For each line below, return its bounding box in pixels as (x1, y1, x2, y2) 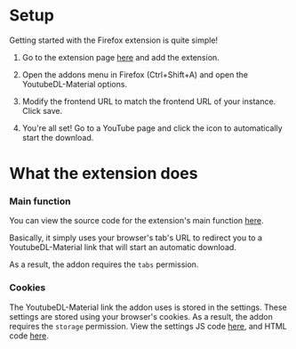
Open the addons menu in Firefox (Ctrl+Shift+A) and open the (21, 69, 249, 80)
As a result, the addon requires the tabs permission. (9, 259, 199, 270)
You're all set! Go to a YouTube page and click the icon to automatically (21, 122, 283, 134)
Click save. (21, 105, 63, 116)
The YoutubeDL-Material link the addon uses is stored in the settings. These (9, 302, 287, 312)
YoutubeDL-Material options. (21, 78, 127, 89)
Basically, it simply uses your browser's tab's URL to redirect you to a (9, 232, 263, 243)
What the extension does (9, 164, 198, 183)
